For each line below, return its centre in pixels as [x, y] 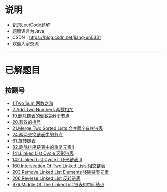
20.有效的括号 [27, 122]
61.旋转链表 [24, 141]
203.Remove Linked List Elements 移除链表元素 [61, 172]
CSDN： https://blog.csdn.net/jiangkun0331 [57, 37]
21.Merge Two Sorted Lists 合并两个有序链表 [58, 128]
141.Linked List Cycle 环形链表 [43, 153]
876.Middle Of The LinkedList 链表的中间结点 [58, 184]
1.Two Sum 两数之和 [33, 103]
